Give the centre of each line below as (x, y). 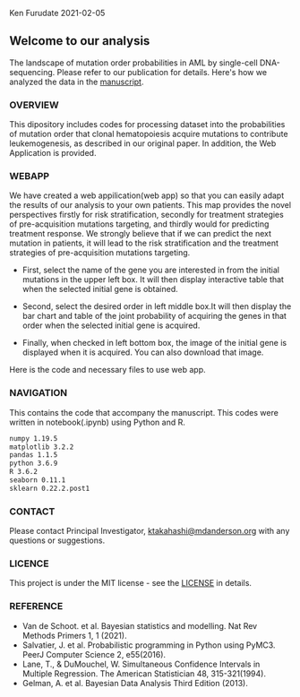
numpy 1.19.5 (34, 438)
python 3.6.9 (34, 464)
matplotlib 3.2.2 (42, 447)
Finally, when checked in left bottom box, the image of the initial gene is (154, 343)
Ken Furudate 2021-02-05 (57, 13)
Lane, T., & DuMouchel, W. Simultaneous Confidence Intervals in (141, 664)
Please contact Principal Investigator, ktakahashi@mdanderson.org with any (150, 531)
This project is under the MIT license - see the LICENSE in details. (131, 583)
